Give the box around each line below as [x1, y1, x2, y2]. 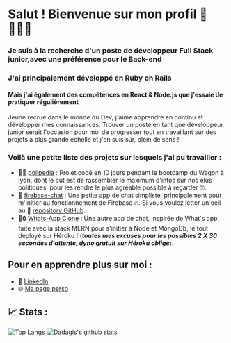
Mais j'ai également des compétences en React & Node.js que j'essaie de [8, 90, 223, 99]
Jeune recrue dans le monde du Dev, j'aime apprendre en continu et [8, 113, 204, 122]
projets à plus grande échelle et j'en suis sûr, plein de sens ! [8, 135, 180, 144]
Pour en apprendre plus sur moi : [8, 258, 152, 270]
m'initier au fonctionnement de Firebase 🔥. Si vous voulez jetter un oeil [17, 198, 221, 207]
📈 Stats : [8, 306, 48, 318]
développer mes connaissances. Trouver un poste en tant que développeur [8, 121, 223, 129]
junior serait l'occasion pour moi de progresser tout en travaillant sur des [8, 128, 216, 136]
